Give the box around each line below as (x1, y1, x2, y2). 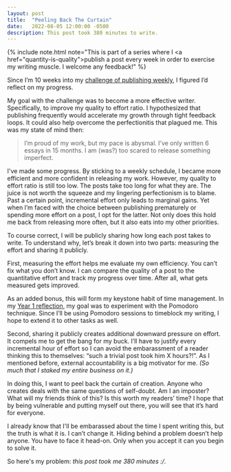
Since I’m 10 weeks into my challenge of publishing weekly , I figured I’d (7, 76, 208, 85)
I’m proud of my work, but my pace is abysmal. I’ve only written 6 (23, 139, 210, 148)
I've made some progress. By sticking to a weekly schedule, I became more (7, 167, 221, 175)
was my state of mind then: (7, 126, 85, 134)
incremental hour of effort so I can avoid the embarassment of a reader (7, 344, 208, 352)
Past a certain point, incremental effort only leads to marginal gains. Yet (7, 196, 210, 205)
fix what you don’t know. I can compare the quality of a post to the (7, 267, 195, 275)
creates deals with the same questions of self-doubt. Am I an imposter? (7, 387, 210, 395)
